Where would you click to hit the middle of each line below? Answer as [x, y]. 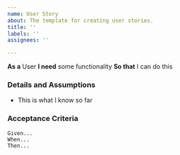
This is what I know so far [55, 101]
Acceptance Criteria [43, 119]
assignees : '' [28, 40]
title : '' [22, 27]
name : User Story [33, 14]
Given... [20, 133]
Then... [19, 146]
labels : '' [23, 34]
